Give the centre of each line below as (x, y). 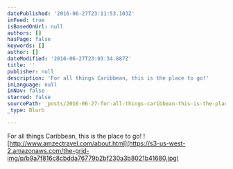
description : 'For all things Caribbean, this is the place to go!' (108, 78)
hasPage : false (29, 39)
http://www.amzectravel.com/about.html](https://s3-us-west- (97, 143)
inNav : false (26, 91)
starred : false (29, 98)
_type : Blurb (26, 110)
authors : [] (24, 33)
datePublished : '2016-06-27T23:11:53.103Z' (71, 14)
